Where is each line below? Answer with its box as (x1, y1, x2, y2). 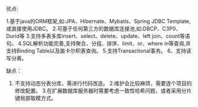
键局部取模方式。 (14, 95, 57, 102)
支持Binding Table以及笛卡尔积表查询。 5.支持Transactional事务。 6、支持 (6, 47, 186, 54)
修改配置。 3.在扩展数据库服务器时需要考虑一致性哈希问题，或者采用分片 (14, 87, 192, 94)
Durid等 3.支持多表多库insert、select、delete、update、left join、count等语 (6, 33, 190, 40)
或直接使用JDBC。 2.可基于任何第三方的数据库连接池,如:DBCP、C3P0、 (6, 25, 181, 32)
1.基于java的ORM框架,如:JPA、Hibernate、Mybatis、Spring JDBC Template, (6, 18, 191, 25)
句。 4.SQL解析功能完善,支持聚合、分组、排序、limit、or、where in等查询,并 (6, 40, 191, 47)
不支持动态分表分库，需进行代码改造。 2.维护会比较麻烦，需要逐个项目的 (14, 80, 192, 87)
